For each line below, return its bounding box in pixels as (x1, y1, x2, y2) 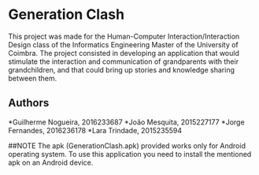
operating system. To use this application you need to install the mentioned (8, 149, 252, 158)
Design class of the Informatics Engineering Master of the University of (8, 39, 239, 49)
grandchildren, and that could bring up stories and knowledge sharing (8, 65, 235, 74)
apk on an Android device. (8, 158, 94, 167)
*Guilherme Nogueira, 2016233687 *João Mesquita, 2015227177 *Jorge (8, 117, 246, 127)
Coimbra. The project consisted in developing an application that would (8, 48, 240, 58)
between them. (8, 73, 57, 83)
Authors (8, 96, 50, 110)
